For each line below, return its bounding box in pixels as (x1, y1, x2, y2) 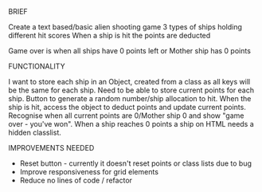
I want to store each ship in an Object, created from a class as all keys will (8, 77, 251, 86)
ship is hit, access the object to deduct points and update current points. (8, 103, 247, 112)
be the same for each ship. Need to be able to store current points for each (8, 85, 255, 95)
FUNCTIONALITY (8, 61, 65, 71)
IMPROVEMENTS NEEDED (8, 143, 95, 152)
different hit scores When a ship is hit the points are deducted (8, 31, 211, 40)
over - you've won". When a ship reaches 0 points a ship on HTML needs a (8, 120, 255, 128)
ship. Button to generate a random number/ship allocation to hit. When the (8, 94, 252, 103)
